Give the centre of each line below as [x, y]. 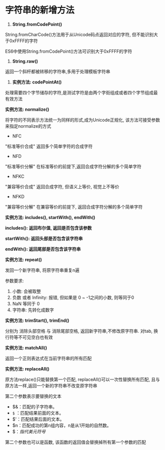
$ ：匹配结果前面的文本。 [38, 413]
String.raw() [25, 61]
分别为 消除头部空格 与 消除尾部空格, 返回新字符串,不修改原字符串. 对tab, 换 [82, 331]
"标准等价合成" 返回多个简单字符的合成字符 [49, 146]
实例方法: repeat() [23, 259]
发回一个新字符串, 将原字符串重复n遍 [42, 270]
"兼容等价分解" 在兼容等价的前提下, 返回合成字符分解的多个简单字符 [74, 207]
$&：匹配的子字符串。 [35, 407]
